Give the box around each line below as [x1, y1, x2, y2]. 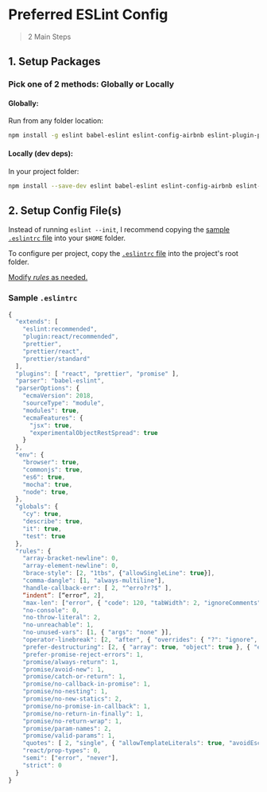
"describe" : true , [22, 518, 83, 526]
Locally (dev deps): [8, 149, 74, 158]
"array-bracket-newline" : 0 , [22, 554, 119, 562]
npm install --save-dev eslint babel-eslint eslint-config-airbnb [8, 181, 233, 190]
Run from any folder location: [8, 116, 103, 126]
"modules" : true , [22, 406, 80, 414]
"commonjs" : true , [22, 465, 83, 474]
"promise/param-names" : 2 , [22, 724, 112, 732]
